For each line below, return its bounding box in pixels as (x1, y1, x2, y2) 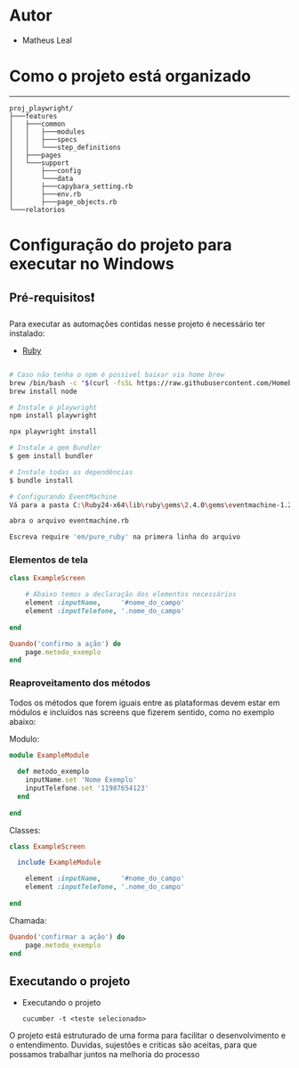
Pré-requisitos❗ (9, 291, 95, 306)
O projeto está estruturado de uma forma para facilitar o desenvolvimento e (9, 1031, 287, 1041)
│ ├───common (9, 119, 66, 128)
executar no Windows (9, 254, 175, 275)
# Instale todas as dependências (9, 467, 133, 477)
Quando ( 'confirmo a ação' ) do (9, 639, 122, 648)
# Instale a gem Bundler (9, 443, 101, 453)
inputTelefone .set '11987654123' (25, 784, 149, 793)
